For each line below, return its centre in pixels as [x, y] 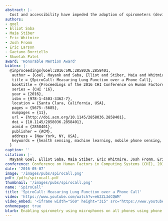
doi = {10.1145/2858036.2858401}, [48, 122]
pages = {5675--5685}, [35, 108]
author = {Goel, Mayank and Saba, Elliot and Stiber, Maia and [79, 75]
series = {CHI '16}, [33, 89]
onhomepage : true [23, 206]
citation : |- [19, 155]
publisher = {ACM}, [32, 131]
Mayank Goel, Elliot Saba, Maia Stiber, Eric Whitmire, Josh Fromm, [82, 159]
